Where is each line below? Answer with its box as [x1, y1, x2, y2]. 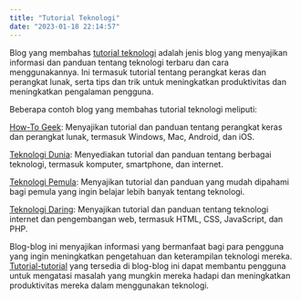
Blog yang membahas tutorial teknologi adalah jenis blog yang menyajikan [9, 47, 288, 58]
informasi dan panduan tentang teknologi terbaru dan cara [9, 57, 230, 68]
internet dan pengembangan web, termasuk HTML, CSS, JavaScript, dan [9, 213, 284, 224]
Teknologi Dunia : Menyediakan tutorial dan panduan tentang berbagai [9, 148, 272, 160]
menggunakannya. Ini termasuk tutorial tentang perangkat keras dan [9, 66, 267, 78]
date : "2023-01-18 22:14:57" [9, 22, 120, 31]
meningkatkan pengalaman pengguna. [9, 86, 154, 97]
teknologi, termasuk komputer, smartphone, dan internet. [9, 158, 223, 169]
